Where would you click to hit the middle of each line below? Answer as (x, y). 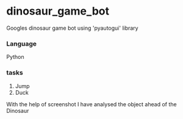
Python (15, 57)
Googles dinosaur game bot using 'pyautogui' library (72, 28)
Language (22, 44)
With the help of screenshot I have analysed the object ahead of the (91, 104)
